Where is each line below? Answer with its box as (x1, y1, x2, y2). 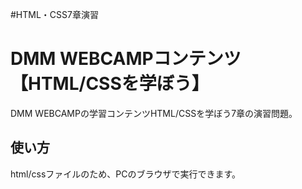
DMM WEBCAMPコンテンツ (10, 48, 242, 70)
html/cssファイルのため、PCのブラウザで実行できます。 (10, 168, 242, 180)
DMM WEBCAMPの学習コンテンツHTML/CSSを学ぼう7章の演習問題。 (10, 107, 298, 119)
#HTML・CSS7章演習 (10, 9, 99, 20)
